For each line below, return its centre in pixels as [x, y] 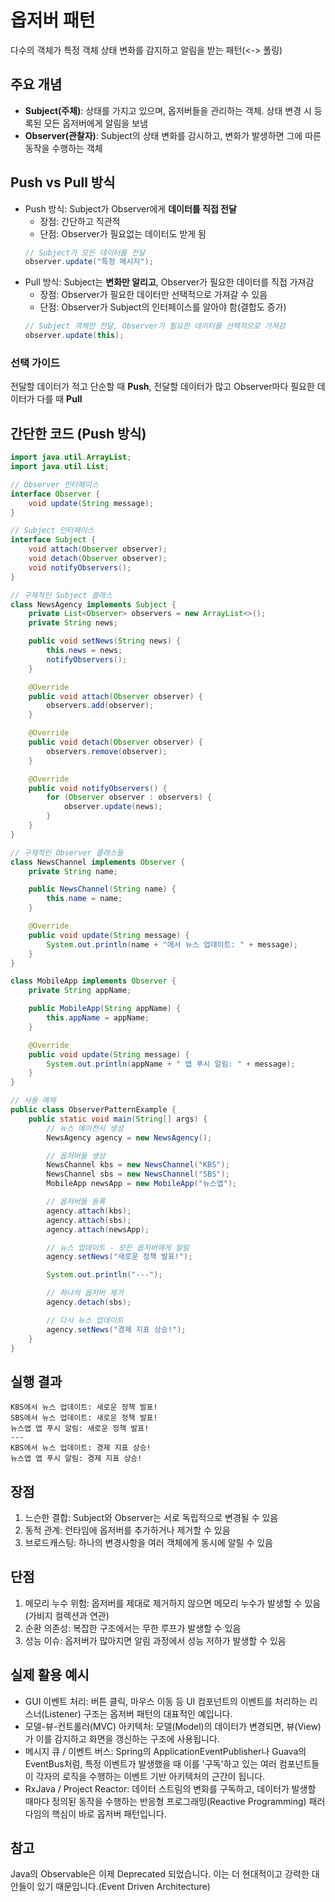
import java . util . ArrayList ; [71, 457]
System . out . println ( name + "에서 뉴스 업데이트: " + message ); [172, 944]
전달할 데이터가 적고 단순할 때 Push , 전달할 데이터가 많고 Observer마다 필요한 [162, 387]
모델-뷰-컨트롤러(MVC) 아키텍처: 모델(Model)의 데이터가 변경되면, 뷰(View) [173, 1726]
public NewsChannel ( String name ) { [102, 889]
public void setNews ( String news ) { [105, 641]
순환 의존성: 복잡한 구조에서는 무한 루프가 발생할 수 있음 [133, 1628]
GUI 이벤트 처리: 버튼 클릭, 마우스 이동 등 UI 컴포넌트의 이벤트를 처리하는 [166, 1701]
